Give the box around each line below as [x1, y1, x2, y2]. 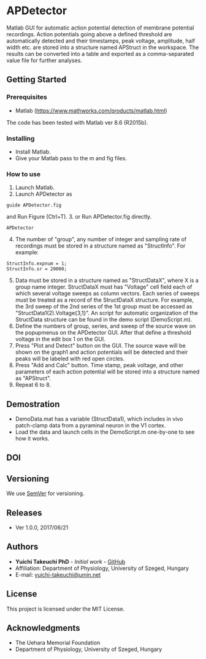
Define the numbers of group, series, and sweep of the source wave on [15, 322, 196, 330]
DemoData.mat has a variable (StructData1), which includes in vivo [15, 415, 183, 423]
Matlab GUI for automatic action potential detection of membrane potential [6, 24, 194, 31]
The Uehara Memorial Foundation [15, 639, 101, 647]
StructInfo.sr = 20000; [6, 266, 67, 272]
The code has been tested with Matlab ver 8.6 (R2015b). [6, 119, 148, 126]
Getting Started [6, 74, 67, 85]
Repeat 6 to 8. [15, 381, 51, 389]
